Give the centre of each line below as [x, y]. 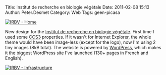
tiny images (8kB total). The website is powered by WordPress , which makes [83, 47]
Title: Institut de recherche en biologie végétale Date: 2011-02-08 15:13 [77, 7]
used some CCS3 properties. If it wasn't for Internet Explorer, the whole [78, 37]
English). [14, 58]
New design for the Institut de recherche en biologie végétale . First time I [80, 32]
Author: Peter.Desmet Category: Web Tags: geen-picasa [63, 12]
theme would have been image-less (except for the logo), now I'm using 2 [81, 42]
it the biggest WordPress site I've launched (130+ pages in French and [77, 53]
